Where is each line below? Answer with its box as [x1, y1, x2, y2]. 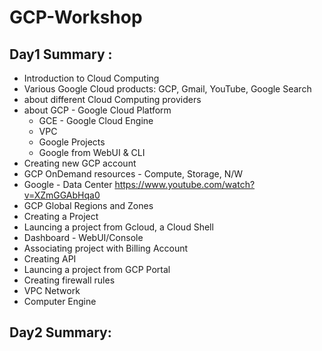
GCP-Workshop [9, 6, 143, 29]
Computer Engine [23, 296, 97, 307]
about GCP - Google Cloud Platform [23, 104, 172, 116]
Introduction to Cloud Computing [23, 72, 160, 84]
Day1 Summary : [9, 46, 113, 63]
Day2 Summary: [9, 324, 112, 341]
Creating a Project [23, 211, 99, 222]
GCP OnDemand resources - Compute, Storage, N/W [23, 168, 244, 180]
